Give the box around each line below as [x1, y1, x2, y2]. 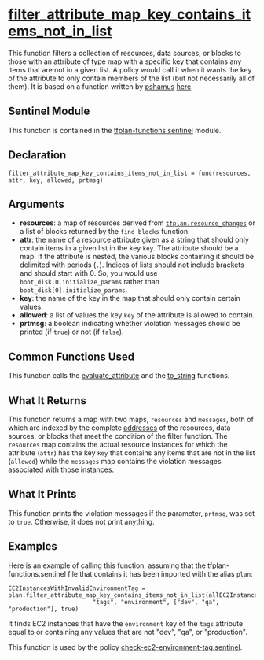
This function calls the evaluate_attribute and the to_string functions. [8, 371, 230, 380]
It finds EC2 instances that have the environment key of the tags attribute [8, 618, 244, 628]
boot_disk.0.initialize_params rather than [19, 277, 159, 287]
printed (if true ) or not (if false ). [19, 327, 124, 336]
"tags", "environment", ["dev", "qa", [92, 598, 220, 606]
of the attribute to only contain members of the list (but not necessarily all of [8, 73, 255, 83]
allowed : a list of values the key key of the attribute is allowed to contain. [19, 310, 255, 320]
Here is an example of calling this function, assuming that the [8, 561, 207, 570]
